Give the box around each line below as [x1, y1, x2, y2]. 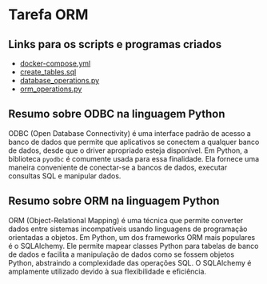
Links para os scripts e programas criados [8, 38, 222, 51]
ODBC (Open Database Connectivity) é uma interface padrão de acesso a [8, 128, 252, 138]
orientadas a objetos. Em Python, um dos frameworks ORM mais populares [8, 232, 256, 242]
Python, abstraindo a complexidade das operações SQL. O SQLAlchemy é [8, 258, 252, 267]
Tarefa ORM [8, 6, 89, 24]
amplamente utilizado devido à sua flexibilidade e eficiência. [8, 266, 206, 276]
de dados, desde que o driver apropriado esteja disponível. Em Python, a [8, 146, 249, 155]
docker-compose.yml [19, 58, 91, 68]
